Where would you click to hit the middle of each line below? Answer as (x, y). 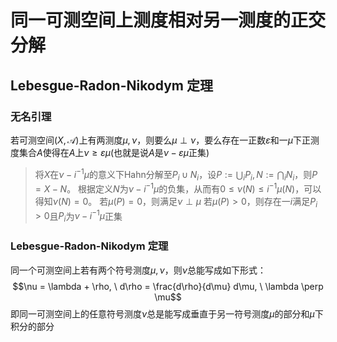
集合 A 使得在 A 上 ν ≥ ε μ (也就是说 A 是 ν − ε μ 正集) (114, 152)
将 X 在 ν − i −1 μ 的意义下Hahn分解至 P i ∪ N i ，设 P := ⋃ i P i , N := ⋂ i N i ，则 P (176, 174)
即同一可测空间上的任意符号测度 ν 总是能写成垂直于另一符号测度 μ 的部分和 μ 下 (167, 313)
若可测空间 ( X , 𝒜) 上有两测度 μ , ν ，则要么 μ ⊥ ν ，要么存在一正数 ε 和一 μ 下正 (160, 140)
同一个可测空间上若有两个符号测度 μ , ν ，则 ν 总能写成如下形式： (138, 270)
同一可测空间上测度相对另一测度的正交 (168, 20)
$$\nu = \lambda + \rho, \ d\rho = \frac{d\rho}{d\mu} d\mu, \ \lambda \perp (168, 286)
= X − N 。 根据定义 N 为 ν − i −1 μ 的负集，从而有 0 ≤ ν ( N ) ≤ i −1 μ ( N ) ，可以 (178, 188)
